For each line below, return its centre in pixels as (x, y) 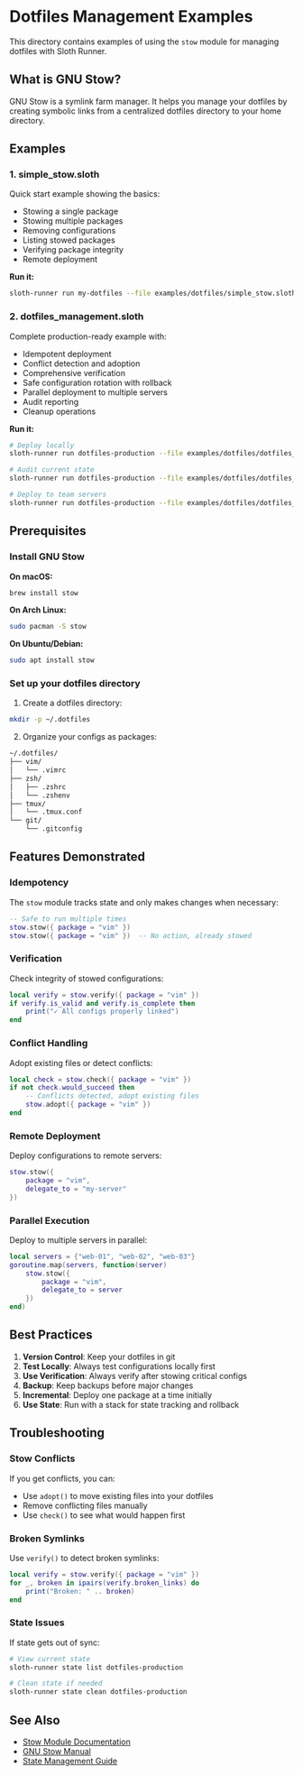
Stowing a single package (70, 212)
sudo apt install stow (52, 660)
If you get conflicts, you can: (62, 1478)
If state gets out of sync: (55, 1642)
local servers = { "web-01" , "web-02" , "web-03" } (102, 1256)
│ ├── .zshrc (38, 786)
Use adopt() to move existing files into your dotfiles (118, 1495)
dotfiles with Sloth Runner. (58, 51)
